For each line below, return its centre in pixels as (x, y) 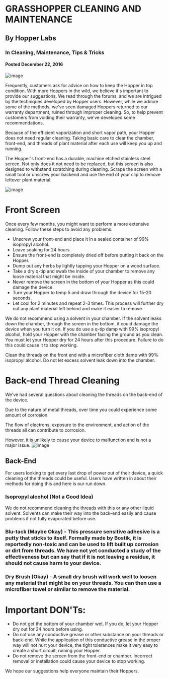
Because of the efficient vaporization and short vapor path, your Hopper (80, 132)
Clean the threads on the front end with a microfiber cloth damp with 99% (82, 355)
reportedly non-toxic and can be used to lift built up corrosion (82, 544)
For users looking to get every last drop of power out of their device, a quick (84, 473)
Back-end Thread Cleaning (62, 380)
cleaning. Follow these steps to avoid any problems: (59, 229)
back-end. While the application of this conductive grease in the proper (87, 640)
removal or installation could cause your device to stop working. (79, 661)
